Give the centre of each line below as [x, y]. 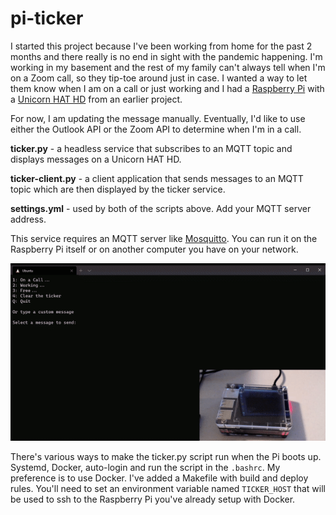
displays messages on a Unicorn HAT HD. [96, 159]
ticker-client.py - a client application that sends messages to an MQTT [157, 178]
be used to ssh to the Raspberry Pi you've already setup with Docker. [153, 499]
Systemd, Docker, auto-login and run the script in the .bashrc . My [145, 467]
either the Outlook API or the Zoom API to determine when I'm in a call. [156, 129]
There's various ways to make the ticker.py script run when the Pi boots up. [166, 456]
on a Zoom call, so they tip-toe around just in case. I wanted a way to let [159, 78]
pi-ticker [47, 18]
